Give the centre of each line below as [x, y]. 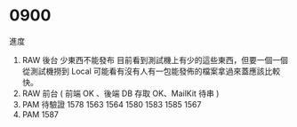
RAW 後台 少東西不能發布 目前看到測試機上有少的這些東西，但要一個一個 [155, 60]
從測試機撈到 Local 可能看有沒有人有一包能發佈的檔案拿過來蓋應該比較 [151, 71]
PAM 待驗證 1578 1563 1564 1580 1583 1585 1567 [112, 104]
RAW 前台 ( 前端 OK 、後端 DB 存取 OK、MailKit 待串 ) [120, 93]
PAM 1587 [40, 114]
